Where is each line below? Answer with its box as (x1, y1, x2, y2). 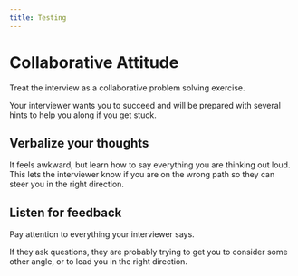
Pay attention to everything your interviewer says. (9, 229, 195, 240)
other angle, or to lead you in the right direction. (9, 256, 188, 267)
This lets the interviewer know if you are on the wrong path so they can (9, 169, 275, 180)
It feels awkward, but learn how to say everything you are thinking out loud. (9, 159, 291, 170)
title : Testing (9, 13, 67, 23)
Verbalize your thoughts (9, 135, 149, 150)
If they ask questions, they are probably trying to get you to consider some (9, 246, 288, 258)
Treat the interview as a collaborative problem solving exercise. (9, 82, 246, 93)
